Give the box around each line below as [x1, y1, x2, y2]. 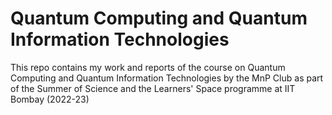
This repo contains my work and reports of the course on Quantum [10, 61, 286, 73]
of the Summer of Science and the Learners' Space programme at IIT [10, 82, 296, 94]
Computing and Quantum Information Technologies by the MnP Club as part [10, 72, 324, 84]
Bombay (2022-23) [10, 93, 90, 105]
